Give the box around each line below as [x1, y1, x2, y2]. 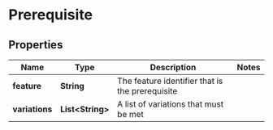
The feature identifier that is [117, 75, 223, 86]
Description [149, 62, 197, 73]
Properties [8, 38, 63, 52]
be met [117, 109, 145, 120]
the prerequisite [117, 86, 178, 96]
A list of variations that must [117, 99, 224, 110]
